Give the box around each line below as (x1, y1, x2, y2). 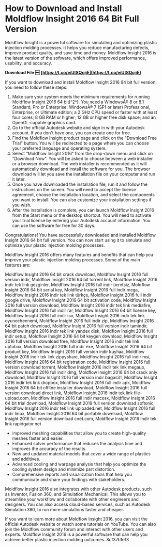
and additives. (12, 456, 40, 462)
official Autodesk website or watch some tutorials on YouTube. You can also (5, 521, 156, 527)
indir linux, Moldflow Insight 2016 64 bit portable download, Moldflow (5, 410, 143, 416)
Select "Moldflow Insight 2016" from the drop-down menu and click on (12, 150, 153, 156)
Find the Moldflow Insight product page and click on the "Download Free (12, 135, 157, 141)
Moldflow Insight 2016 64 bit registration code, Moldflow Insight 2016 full (5, 359, 151, 365)
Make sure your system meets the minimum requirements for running (12, 94, 150, 99)
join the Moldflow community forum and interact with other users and (5, 526, 143, 532)
